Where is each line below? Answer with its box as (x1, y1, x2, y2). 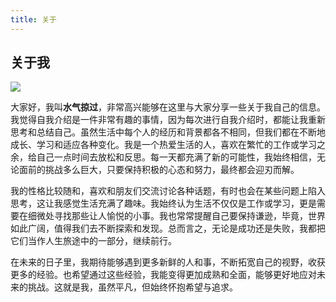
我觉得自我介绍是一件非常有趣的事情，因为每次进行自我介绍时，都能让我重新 (10, 114, 326, 126)
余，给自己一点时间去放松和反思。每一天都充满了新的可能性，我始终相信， (10, 151, 317, 163)
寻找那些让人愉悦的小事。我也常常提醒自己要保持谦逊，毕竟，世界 (53, 210, 326, 222)
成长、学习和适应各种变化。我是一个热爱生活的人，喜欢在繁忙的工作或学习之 (10, 139, 326, 151)
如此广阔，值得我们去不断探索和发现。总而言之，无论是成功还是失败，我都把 (10, 222, 326, 235)
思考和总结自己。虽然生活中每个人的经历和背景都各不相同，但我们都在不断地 (10, 126, 326, 138)
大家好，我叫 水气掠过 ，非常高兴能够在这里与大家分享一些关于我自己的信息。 (10, 101, 326, 113)
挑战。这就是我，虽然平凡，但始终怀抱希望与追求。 (27, 281, 238, 293)
